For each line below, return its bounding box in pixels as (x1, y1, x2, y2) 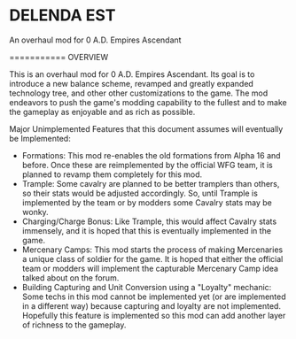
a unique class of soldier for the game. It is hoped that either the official (21, 253, 284, 264)
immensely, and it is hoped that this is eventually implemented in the (21, 225, 272, 235)
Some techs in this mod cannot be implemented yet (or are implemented (21, 291, 286, 302)
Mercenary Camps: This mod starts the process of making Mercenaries (21, 244, 284, 255)
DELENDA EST (9, 5, 116, 26)
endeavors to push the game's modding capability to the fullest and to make (9, 96, 288, 107)
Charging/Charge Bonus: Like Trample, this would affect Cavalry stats (21, 216, 277, 227)
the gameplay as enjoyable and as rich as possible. (9, 106, 196, 117)
